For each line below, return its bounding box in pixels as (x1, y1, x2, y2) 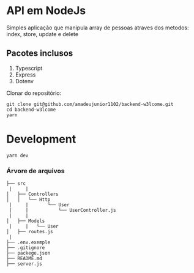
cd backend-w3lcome (6, 107, 56, 113)
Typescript (15, 64, 43, 72)
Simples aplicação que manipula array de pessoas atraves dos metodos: (6, 24, 189, 31)
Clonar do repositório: (6, 89, 62, 97)
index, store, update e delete (6, 30, 78, 37)
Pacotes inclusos (6, 48, 73, 59)
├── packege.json (6, 250, 51, 256)
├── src (6, 180, 26, 187)
